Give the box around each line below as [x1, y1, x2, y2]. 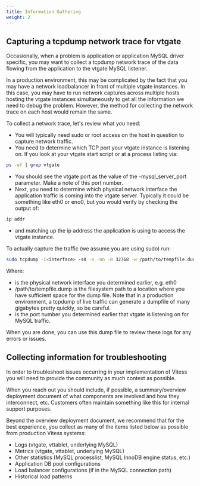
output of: [14, 204, 40, 212]
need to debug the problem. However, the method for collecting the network [6, 102, 193, 109]
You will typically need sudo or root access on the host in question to [14, 132, 185, 139]
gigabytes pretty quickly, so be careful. [14, 304, 111, 311]
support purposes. [6, 405, 52, 412]
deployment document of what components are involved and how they [6, 392, 180, 399]
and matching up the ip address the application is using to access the [14, 227, 186, 234]
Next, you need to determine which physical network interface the [14, 186, 177, 193]
